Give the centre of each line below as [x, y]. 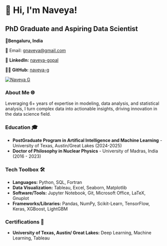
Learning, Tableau [31, 238]
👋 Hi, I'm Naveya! [41, 10]
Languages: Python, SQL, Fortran [47, 182]
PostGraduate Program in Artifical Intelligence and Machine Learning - [87, 140]
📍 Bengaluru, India [24, 41]
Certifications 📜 [25, 221]
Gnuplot [20, 198]
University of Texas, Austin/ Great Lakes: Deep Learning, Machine [82, 233]
